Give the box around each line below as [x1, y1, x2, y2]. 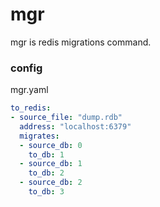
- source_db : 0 [19, 140, 83, 150]
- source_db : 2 [19, 178, 83, 188]
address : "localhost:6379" [19, 121, 132, 132]
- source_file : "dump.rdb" [10, 113, 123, 123]
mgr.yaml [10, 84, 49, 96]
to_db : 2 [28, 168, 65, 178]
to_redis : [10, 103, 52, 113]
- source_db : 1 [19, 159, 83, 169]
